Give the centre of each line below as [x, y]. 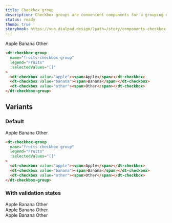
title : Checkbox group [29, 10]
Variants [19, 107]
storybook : [17, 29]
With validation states [33, 193]
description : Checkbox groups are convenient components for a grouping [84, 15]
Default [15, 122]
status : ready [20, 19]
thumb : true [18, 24]
